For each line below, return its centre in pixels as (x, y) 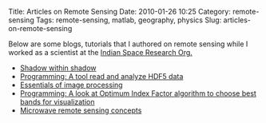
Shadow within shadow (58, 68)
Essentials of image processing (71, 85)
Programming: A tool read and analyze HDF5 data (101, 76)
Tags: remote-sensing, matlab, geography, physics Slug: (129, 20)
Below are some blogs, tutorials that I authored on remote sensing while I (128, 44)
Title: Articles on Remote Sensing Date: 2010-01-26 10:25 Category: (120, 12)
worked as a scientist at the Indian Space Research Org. (101, 52)
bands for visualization (57, 102)
